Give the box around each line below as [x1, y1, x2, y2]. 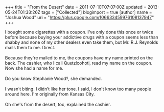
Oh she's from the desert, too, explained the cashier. [5, 102, 111, 107]
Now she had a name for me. [5, 65, 64, 71]
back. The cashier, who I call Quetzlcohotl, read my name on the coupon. [5, 60, 153, 66]
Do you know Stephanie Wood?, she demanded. [5, 75, 102, 81]
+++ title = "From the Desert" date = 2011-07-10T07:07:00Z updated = [5, 4, 147, 10]
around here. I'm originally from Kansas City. [5, 91, 95, 97]
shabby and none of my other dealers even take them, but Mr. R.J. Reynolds [5, 39, 158, 45]
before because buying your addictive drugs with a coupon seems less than [5, 34, 158, 40]
